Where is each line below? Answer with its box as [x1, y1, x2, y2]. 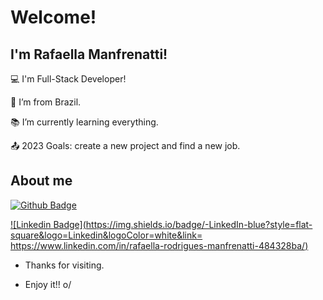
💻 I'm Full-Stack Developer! [10, 73, 127, 85]
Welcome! [10, 6, 97, 29]
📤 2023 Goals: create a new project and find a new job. [10, 140, 241, 151]
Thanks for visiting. [24, 259, 105, 271]
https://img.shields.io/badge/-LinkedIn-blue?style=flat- [85, 218, 313, 230]
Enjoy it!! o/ [24, 278, 72, 290]
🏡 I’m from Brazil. [10, 96, 82, 108]
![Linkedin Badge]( [10, 218, 87, 230]
